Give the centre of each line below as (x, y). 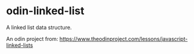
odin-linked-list (45, 11)
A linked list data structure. (39, 27)
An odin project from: (32, 39)
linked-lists (20, 45)
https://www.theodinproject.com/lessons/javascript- (123, 39)
